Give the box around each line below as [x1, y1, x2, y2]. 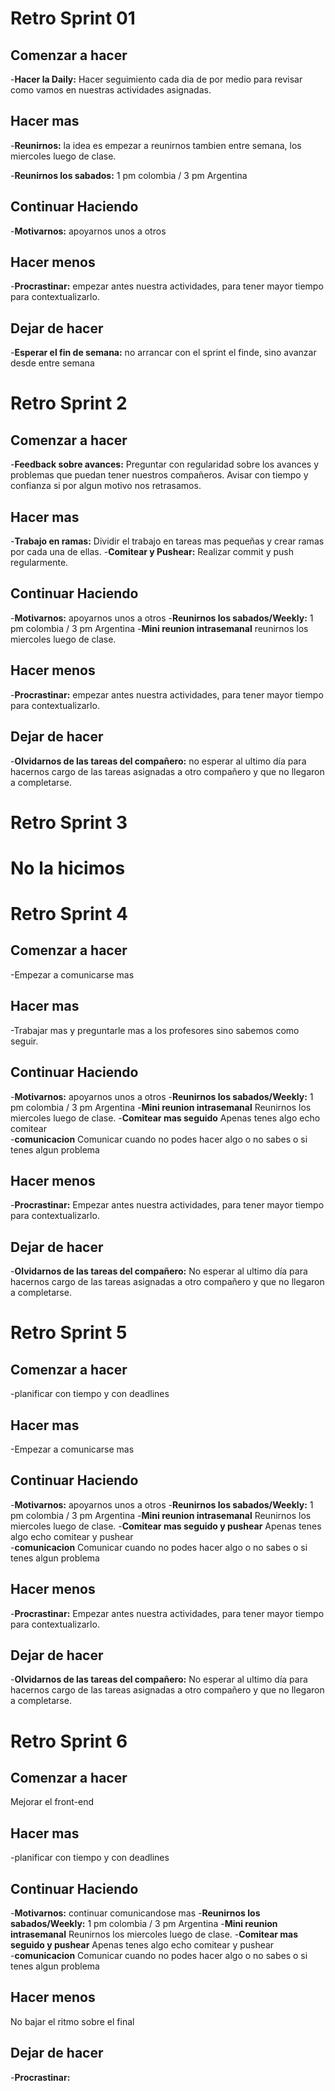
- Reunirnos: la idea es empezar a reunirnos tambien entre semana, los [10, 139, 302, 151]
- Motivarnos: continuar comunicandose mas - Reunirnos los [10, 1907, 261, 1919]
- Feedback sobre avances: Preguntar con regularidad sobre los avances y [10, 458, 320, 471]
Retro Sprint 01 [10, 7, 136, 30]
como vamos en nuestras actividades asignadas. [10, 84, 212, 96]
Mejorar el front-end [10, 1796, 95, 1808]
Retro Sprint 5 [10, 1322, 128, 1344]
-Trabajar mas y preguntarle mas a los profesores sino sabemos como [10, 1024, 300, 1036]
